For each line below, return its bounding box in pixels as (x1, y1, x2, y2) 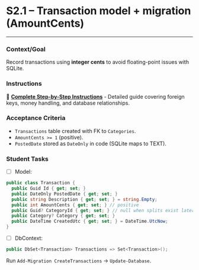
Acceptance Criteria (6, 114, 66, 122)
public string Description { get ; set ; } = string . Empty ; (11, 196, 158, 202)
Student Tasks (6, 155, 49, 163)
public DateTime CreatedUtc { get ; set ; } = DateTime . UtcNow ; (11, 219, 168, 225)
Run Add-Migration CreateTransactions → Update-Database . (6, 257, 152, 264)
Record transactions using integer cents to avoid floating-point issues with (6, 58, 190, 66)
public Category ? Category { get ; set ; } (11, 213, 115, 219)
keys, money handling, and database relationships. (6, 99, 130, 106)
